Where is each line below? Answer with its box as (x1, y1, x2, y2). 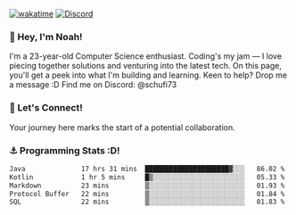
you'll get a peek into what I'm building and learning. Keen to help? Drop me (9, 70, 288, 80)
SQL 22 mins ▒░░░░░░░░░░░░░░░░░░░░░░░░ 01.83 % (9, 197, 285, 207)
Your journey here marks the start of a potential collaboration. (9, 121, 236, 133)
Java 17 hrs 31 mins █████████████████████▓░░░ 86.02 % (9, 164, 285, 173)
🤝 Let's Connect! (9, 102, 83, 114)
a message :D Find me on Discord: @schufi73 (9, 79, 177, 90)
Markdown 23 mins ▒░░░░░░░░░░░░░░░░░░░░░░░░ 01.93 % (9, 181, 285, 190)
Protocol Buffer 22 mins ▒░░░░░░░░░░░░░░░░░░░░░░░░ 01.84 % (9, 189, 285, 198)
